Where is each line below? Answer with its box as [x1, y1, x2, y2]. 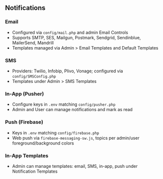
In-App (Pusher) [5, 90, 44, 97]
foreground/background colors [12, 140, 74, 146]
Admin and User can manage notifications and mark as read [12, 107, 133, 113]
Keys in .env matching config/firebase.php [12, 130, 99, 135]
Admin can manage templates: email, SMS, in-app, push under [12, 163, 138, 169]
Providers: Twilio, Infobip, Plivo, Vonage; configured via [12, 68, 123, 74]
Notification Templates [12, 168, 58, 174]
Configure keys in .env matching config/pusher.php [12, 101, 116, 107]
